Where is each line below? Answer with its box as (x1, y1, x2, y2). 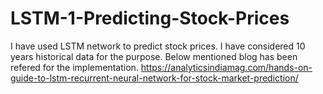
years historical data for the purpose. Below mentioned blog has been (10, 50, 298, 62)
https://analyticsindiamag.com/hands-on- (140, 61, 313, 73)
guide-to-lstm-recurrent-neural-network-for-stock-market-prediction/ (10, 72, 299, 84)
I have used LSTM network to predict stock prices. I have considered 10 (10, 40, 306, 52)
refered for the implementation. (10, 61, 139, 73)
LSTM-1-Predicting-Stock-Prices (10, 7, 290, 30)
